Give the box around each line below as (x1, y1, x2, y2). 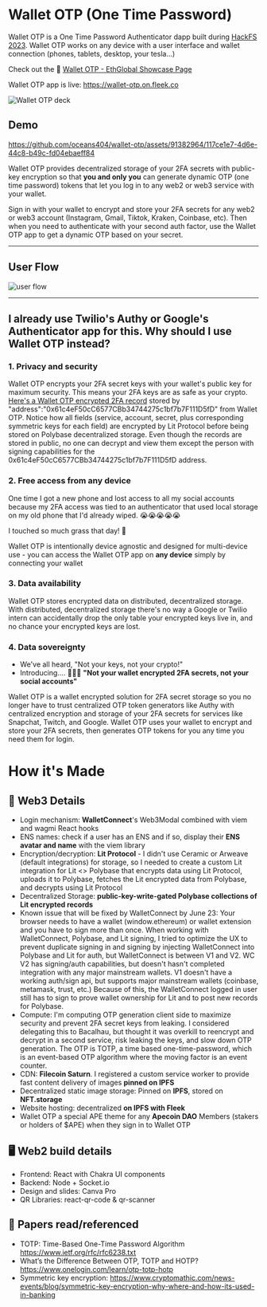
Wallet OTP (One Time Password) (8, 6, 233, 24)
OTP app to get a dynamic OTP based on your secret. (8, 230, 184, 239)
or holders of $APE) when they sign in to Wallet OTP (19, 1120, 191, 1130)
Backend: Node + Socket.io (19, 1178, 110, 1187)
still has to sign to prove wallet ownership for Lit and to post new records (19, 993, 258, 1002)
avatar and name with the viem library (19, 840, 145, 850)
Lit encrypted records (19, 900, 94, 910)
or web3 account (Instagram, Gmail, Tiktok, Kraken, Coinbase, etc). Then (8, 213, 248, 222)
